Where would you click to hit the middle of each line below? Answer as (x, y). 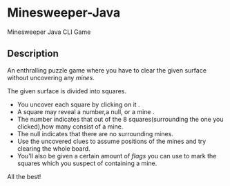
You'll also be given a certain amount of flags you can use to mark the (117, 156)
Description (33, 54)
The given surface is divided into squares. (67, 91)
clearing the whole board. (54, 148)
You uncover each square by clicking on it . (78, 104)
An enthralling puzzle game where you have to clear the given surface (107, 70)
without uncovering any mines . (51, 77)
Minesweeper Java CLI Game (49, 32)
